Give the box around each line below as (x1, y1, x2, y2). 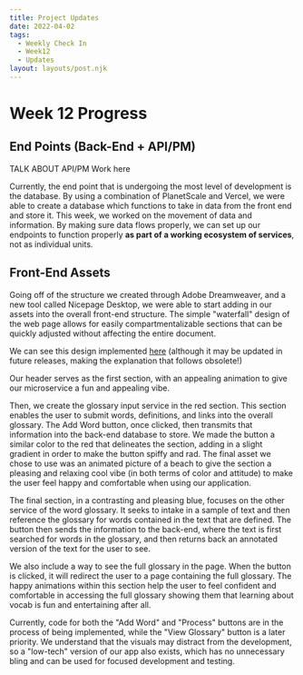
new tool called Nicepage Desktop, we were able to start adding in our (9, 299, 272, 310)
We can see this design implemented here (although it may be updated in (9, 345, 283, 356)
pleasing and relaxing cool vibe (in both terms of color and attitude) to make (9, 467, 293, 478)
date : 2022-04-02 (9, 22, 75, 31)
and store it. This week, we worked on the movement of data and (9, 210, 252, 221)
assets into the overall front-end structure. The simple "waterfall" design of (9, 308, 290, 319)
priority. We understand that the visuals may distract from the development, (9, 636, 292, 647)
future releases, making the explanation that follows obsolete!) (9, 355, 243, 366)
